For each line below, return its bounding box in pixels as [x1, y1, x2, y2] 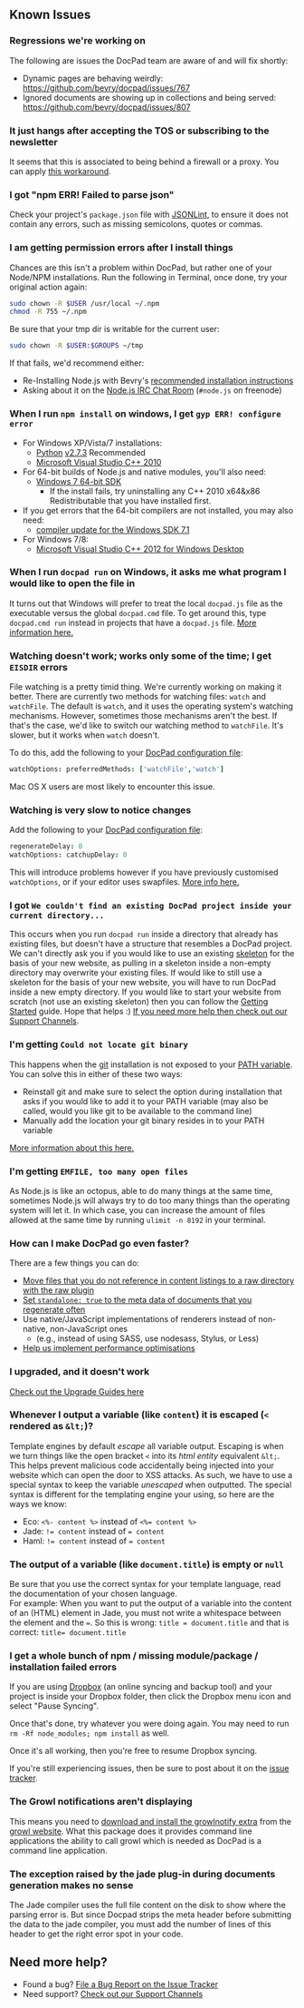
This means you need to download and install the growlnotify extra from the [9, 1816, 292, 1827]
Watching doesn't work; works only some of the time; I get [9, 649, 271, 661]
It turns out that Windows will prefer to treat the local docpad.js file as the [9, 598, 283, 609]
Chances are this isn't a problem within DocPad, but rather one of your [9, 262, 273, 273]
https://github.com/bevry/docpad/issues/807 [22, 102, 192, 113]
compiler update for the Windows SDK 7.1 [35, 524, 190, 534]
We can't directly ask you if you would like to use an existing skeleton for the [9, 948, 295, 959]
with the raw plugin [22, 1285, 95, 1296]
